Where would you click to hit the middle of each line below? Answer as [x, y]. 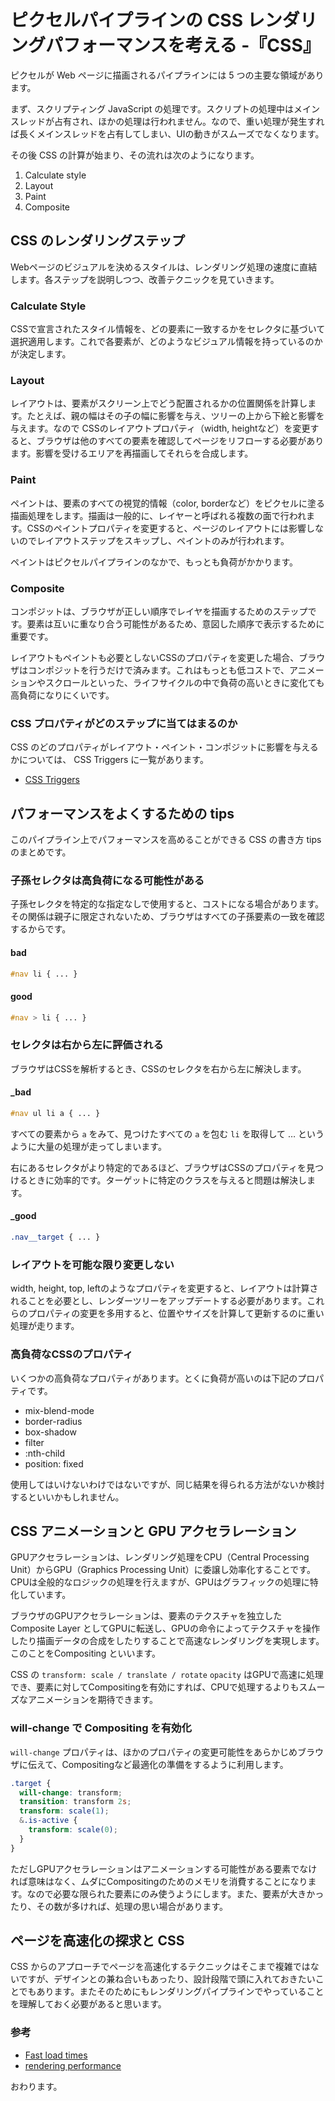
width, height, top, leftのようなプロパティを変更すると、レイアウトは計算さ [164, 1288]
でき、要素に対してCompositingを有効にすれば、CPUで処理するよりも [155, 1687]
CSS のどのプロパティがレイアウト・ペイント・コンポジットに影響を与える [164, 747]
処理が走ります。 [45, 1326]
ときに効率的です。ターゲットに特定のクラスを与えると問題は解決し [167, 1180]
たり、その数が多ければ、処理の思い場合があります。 [119, 1906]
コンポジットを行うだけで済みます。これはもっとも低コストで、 [158, 670]
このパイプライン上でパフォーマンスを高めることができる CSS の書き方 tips [166, 840]
